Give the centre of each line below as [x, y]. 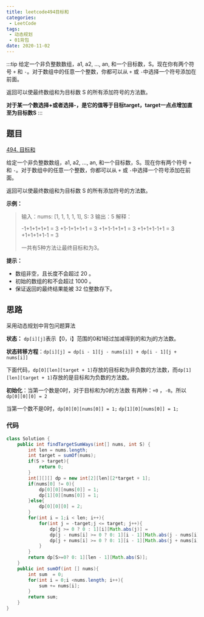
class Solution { [28, 439]
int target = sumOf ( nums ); [62, 456]
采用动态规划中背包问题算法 [41, 326]
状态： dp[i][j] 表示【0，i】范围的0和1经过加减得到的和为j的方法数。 [93, 338]
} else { [36, 501]
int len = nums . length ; [58, 450]
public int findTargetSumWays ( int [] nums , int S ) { [84, 444]
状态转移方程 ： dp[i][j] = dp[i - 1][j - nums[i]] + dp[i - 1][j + [92, 351]
